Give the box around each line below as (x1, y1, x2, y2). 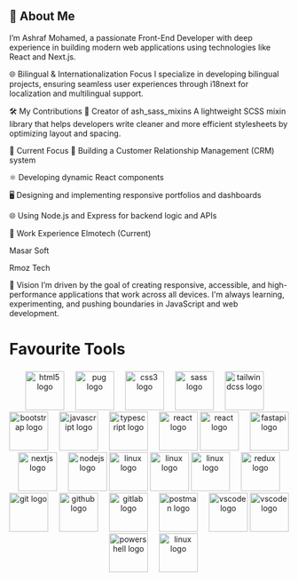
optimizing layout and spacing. (9, 128, 122, 139)
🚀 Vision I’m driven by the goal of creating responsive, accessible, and (9, 279, 266, 290)
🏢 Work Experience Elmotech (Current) (9, 227, 152, 238)
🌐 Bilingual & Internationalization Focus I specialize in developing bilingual (9, 68, 279, 79)
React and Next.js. (9, 51, 76, 62)
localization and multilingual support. (9, 88, 144, 99)
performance (9, 289, 58, 299)
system (9, 155, 36, 165)
